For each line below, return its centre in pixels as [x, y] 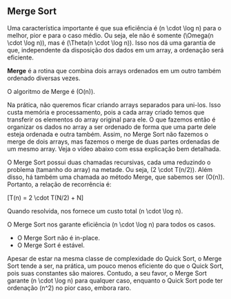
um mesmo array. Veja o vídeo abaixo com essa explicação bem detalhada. [114, 148]
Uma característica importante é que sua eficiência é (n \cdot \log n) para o [114, 28]
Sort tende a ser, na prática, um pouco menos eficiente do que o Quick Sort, [115, 266]
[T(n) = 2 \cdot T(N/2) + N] [46, 197]
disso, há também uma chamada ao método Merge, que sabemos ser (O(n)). [116, 177]
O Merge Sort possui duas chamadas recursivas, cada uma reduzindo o [109, 162]
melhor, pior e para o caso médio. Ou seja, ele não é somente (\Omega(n [110, 35]
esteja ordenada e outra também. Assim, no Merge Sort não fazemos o [108, 134]
